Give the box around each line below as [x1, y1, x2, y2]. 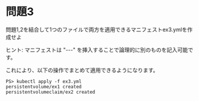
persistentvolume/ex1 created [5, 84, 82, 90]
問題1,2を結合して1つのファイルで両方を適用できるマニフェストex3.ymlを [5, 26, 188, 33]
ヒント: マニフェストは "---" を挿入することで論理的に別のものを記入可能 [5, 46, 188, 54]
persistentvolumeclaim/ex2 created [5, 89, 96, 95]
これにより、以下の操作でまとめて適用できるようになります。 [5, 66, 158, 73]
